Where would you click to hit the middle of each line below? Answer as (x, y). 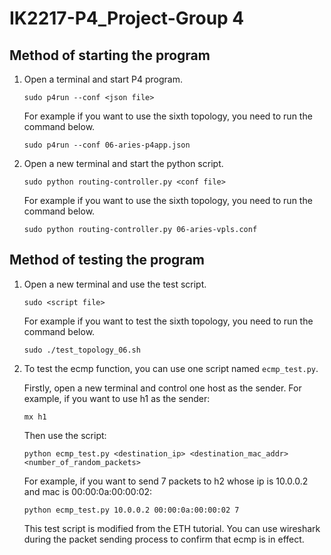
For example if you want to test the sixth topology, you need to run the (168, 321)
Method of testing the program (107, 260)
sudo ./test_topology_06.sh (82, 350)
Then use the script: (65, 435)
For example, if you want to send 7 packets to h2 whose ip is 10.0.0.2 (166, 481)
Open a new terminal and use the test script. (115, 284)
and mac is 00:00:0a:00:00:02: (88, 491)
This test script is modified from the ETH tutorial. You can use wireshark (172, 528)
